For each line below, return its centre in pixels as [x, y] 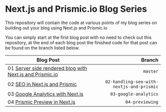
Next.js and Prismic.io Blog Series [76, 9]
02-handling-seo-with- [132, 82]
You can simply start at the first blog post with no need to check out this [78, 37]
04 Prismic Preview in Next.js [41, 102]
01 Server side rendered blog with [47, 68]
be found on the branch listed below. [42, 48]
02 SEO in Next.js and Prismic [42, 84]
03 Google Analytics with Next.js [46, 94]
